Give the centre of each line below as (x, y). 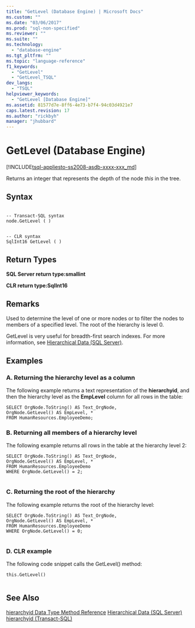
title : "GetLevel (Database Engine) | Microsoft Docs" (75, 12)
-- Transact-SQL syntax (35, 216)
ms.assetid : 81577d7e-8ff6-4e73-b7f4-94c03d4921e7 (70, 105)
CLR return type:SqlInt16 (37, 285)
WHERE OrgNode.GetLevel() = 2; (44, 472)
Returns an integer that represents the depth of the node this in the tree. (94, 178)
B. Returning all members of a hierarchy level (72, 433)
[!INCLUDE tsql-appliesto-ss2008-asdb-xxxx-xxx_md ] (72, 167)
